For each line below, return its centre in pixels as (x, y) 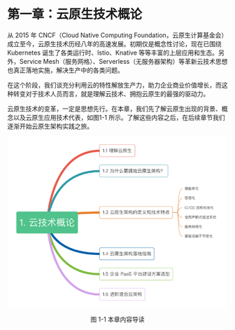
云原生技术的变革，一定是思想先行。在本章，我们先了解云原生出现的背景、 (114, 109)
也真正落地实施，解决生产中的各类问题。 (65, 70)
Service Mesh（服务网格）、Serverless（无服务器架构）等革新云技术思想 (123, 61)
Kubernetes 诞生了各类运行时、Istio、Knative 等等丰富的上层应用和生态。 (113, 53)
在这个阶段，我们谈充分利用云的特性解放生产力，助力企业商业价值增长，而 (114, 85)
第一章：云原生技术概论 (75, 14)
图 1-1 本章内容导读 (117, 319)
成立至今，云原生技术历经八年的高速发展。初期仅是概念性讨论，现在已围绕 (114, 43)
